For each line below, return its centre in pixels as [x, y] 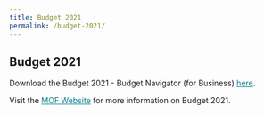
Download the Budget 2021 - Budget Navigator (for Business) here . [132, 83]
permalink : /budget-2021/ [57, 26]
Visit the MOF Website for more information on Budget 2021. [120, 101]
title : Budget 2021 [45, 17]
